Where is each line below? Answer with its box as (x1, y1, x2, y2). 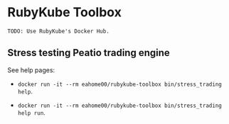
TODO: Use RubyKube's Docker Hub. (7, 28, 110, 35)
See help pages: (7, 65, 55, 74)
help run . (17, 108, 46, 117)
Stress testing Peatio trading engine (7, 47, 171, 59)
